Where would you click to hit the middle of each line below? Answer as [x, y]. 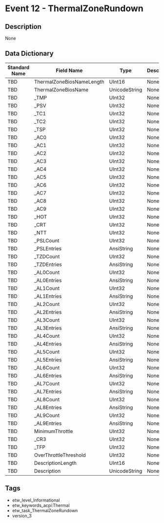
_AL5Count [47, 351]
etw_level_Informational [36, 500]
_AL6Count [47, 368]
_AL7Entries [48, 392]
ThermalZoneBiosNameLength [69, 82]
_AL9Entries [48, 423]
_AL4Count [47, 336]
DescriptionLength [55, 463]
